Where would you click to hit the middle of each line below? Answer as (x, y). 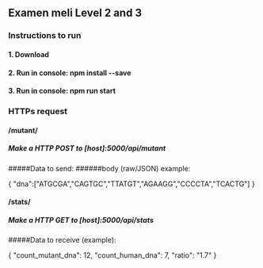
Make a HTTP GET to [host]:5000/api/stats (81, 220)
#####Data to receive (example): (62, 240)
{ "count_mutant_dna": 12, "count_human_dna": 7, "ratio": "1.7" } (112, 255)
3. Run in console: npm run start (62, 91)
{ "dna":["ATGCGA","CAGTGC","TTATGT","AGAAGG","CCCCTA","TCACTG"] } (131, 184)
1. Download (29, 54)
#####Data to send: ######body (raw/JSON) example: (99, 168)
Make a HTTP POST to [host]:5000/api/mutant (87, 148)
